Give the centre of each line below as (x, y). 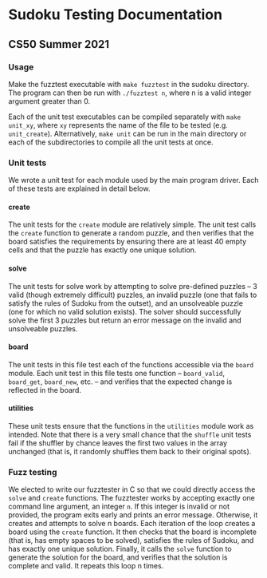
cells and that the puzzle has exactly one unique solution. (102, 250)
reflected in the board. (45, 390)
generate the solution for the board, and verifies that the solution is (118, 557)
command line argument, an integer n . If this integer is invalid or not (119, 507)
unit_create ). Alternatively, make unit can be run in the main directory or (128, 133)
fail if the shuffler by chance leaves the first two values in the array (118, 443)
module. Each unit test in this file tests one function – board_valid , (117, 373)
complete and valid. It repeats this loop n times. (86, 566)
